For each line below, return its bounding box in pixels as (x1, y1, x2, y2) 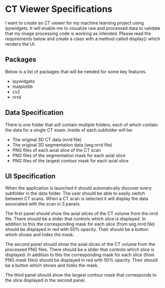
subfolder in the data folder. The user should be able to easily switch (5, 190, 145, 197)
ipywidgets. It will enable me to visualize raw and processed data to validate (5, 25, 161, 31)
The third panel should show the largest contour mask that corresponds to (5, 272, 157, 278)
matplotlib (12, 83, 33, 89)
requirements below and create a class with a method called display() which (5, 36, 161, 42)
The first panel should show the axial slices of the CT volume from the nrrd (5, 211, 158, 216)
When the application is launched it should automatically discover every (5, 185, 152, 191)
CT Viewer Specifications (5, 3, 112, 15)
